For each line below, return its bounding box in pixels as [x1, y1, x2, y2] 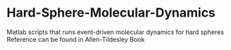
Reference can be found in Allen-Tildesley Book [6, 35, 145, 43]
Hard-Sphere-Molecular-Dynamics [6, 5, 216, 21]
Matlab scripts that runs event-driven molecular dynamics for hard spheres [6, 28, 225, 36]
